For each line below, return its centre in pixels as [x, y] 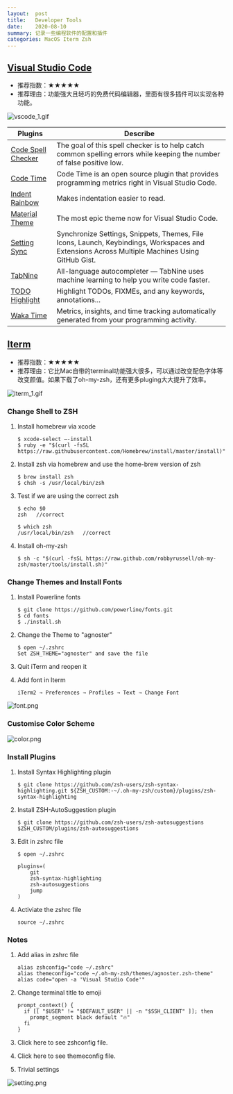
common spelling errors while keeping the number [138, 154]
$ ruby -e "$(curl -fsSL [53, 445]
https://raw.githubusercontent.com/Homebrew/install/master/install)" [121, 451]
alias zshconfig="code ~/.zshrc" [66, 968]
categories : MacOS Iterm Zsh [49, 40]
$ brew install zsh [45, 477]
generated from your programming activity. [127, 320]
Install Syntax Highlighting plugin [64, 772]
